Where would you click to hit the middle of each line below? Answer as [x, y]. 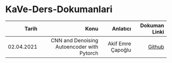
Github [156, 47]
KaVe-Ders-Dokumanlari [59, 9]
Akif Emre [120, 43]
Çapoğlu [121, 50]
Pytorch [89, 53]
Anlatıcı [122, 28]
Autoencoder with [77, 47]
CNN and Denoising [75, 40]
